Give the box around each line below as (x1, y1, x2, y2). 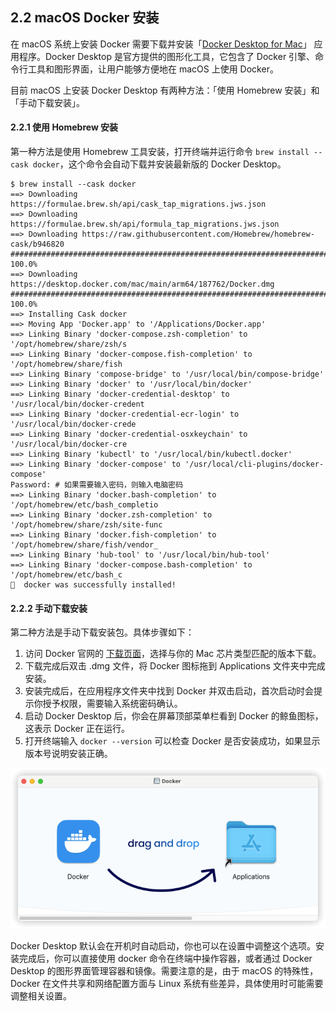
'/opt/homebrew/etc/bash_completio (10, 500, 159, 510)
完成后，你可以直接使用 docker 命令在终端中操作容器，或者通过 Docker (18, 952, 313, 964)
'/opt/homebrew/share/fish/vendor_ (10, 540, 159, 550)
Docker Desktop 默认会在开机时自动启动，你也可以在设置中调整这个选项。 (10, 939, 316, 952)
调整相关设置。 (10, 989, 72, 1002)
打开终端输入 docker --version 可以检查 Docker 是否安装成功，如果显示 (24, 735, 321, 747)
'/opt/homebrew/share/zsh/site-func (10, 520, 163, 530)
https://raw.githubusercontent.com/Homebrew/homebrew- (81, 229, 315, 240)
